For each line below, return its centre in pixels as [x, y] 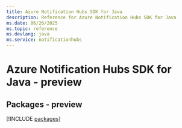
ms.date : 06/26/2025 [32, 23]
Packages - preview [44, 104]
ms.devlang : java [28, 34]
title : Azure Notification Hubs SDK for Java [64, 12]
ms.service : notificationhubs [44, 40]
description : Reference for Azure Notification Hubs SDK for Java [91, 17]
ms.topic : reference [32, 29]
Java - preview [44, 82]
